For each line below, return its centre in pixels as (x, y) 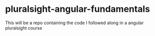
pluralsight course (24, 28)
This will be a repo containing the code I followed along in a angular (75, 23)
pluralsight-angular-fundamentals (78, 9)
